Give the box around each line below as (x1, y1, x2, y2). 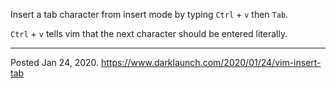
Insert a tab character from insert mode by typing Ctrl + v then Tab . (10, 9, 289, 20)
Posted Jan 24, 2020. (10, 57, 100, 68)
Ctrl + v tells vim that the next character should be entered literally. (10, 28, 288, 39)
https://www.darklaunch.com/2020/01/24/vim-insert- (101, 57, 322, 68)
